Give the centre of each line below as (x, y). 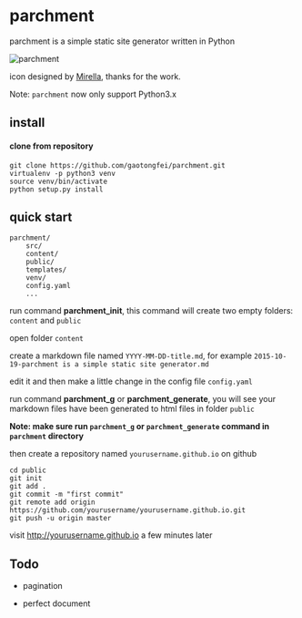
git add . (28, 487)
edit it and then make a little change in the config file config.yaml (131, 381)
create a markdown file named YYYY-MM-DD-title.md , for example (131, 355)
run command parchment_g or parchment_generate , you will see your (142, 399)
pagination (43, 586)
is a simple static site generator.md (136, 365)
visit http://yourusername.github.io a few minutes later (111, 535)
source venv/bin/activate (58, 181)
